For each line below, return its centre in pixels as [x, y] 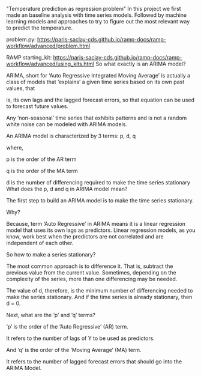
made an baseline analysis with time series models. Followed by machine [97, 15]
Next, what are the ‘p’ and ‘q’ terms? [51, 315]
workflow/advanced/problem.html [48, 46]
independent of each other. [40, 243]
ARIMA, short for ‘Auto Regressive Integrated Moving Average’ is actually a [98, 75]
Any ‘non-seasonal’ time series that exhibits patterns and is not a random [97, 118]
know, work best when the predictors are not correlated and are [85, 236]
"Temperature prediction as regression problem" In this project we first [94, 9]
